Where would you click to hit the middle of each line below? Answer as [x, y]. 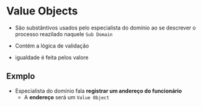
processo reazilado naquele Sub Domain [64, 34]
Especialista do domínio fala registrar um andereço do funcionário [98, 91]
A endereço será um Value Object [67, 97]
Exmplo [21, 76]
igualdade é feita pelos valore [52, 57]
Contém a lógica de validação [52, 46]
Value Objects [42, 11]
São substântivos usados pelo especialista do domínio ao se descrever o [105, 28]
